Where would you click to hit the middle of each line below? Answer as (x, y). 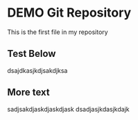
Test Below (32, 54)
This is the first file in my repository (58, 32)
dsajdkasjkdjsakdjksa (37, 70)
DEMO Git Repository (69, 13)
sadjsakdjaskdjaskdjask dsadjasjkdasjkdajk (68, 109)
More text (28, 93)
